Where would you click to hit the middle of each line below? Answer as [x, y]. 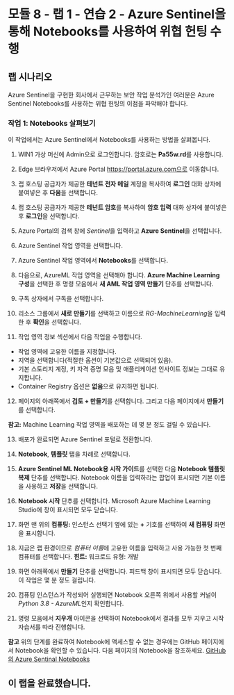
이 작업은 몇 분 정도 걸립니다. [57, 580]
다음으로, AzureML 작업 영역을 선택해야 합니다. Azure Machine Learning [119, 275]
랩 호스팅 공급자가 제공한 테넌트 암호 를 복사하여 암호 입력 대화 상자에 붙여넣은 [122, 207]
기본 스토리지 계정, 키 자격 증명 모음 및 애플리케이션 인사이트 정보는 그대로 [118, 369]
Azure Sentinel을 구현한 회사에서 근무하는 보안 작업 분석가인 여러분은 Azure [111, 95]
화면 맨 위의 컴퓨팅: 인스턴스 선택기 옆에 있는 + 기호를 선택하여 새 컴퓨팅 [115, 525]
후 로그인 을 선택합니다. [49, 216]
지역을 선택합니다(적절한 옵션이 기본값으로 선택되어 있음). [95, 360]
